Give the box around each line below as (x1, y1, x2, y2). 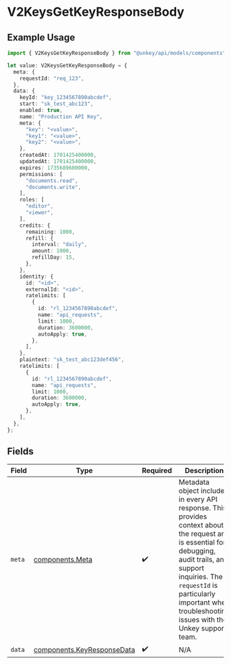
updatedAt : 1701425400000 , (19, 158, 97, 165)
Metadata (178, 477, 210, 487)
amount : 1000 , (32, 248, 72, 254)
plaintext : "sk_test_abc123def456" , (19, 356, 125, 363)
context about (178, 521, 224, 530)
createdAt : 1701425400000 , (19, 152, 97, 159)
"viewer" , (25, 209, 54, 216)
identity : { (19, 273, 54, 280)
